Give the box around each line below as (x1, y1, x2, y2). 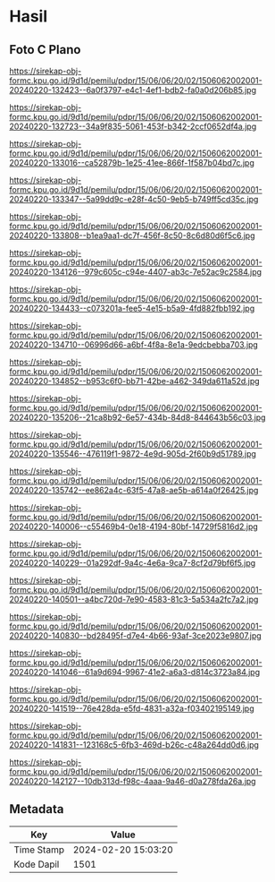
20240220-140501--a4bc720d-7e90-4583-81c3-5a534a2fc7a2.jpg (9, 594, 259, 604)
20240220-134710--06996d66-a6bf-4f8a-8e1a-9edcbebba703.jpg (9, 339, 259, 350)
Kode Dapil (13, 858, 60, 870)
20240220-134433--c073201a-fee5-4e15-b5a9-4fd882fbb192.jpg (9, 303, 255, 313)
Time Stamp (13, 843, 65, 856)
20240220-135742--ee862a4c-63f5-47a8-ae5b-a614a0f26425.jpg (9, 485, 259, 495)
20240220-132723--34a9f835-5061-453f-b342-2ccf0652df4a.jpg (9, 121, 257, 132)
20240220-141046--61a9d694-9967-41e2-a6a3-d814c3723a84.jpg (9, 667, 261, 677)
